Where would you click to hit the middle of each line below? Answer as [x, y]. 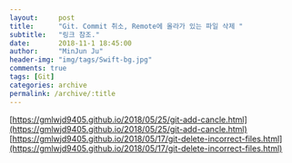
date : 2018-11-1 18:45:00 [70, 43]
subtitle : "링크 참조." [55, 34]
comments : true [38, 69]
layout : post [42, 18]
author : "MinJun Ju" [56, 52]
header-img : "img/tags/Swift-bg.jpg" [81, 60]
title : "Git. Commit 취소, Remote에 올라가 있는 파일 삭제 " [126, 26]
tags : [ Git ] [32, 77]
